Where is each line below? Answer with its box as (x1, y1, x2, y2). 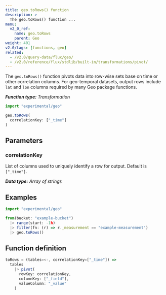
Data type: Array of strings (5, 178, 62, 184)
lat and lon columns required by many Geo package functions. (5, 84, 138, 90)
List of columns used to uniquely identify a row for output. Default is (5, 163, 147, 169)
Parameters (5, 137, 43, 145)
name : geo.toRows (14, 31, 51, 36)
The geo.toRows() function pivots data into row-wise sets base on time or (5, 73, 158, 79)
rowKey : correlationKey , (18, 272, 71, 277)
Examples (5, 193, 37, 202)
